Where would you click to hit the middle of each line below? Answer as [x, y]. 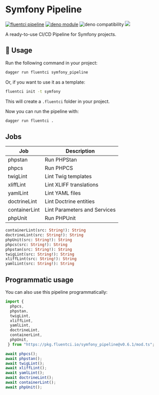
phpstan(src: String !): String [39, 249]
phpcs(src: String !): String [36, 244]
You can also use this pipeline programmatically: [56, 292]
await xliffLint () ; [26, 368]
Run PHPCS [59, 168]
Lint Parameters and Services [80, 210]
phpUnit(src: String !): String [39, 240]
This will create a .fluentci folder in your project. [58, 101]
